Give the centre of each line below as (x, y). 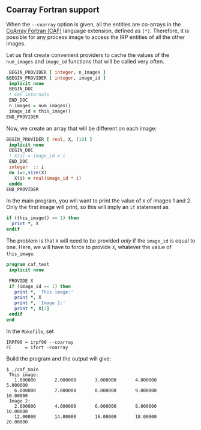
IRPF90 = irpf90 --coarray (40, 342)
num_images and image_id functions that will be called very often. (85, 61)
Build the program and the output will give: (59, 358)
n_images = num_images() (40, 106)
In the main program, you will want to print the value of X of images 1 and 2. (99, 201)
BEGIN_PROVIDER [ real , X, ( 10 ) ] (49, 139)
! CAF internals (29, 95)
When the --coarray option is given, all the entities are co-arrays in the (94, 24)
